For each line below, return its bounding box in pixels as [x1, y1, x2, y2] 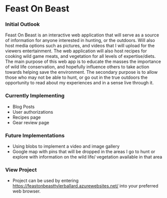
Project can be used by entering [12, 178, 79, 184]
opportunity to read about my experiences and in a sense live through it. [5, 80, 154, 86]
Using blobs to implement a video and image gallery [12, 143, 120, 150]
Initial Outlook [5, 21, 40, 28]
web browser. [12, 188, 41, 195]
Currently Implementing [5, 92, 65, 99]
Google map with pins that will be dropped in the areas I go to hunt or [12, 149, 155, 155]
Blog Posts [12, 103, 35, 110]
